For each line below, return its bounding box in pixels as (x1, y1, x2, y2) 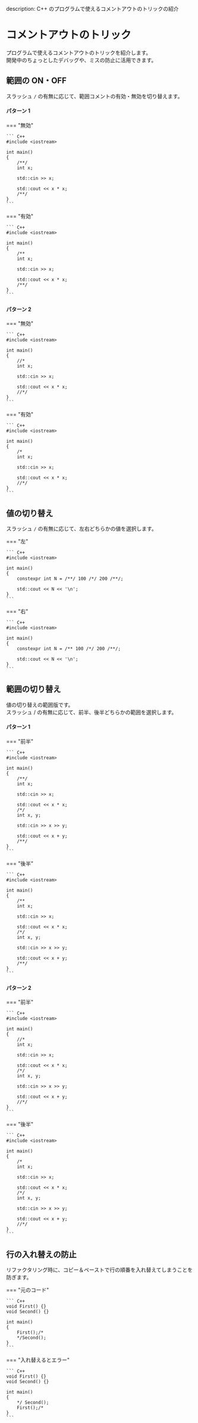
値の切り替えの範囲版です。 (6, 701, 74, 708)
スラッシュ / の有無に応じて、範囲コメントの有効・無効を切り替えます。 (6, 92, 183, 100)
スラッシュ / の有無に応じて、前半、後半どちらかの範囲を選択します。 (6, 709, 177, 716)
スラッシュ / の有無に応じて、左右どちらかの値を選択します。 (6, 525, 157, 532)
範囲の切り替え (6, 684, 61, 694)
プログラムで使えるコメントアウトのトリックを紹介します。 (6, 49, 152, 56)
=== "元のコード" (6, 1287, 49, 1293)
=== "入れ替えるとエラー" (6, 1356, 70, 1363)
